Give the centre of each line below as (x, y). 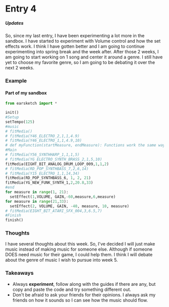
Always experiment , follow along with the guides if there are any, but (84, 284)
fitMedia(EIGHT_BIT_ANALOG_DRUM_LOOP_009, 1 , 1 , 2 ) (57, 164)
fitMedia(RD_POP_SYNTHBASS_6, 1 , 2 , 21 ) (48, 178)
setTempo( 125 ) (20, 122)
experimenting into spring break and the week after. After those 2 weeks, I (82, 52)
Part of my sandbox (26, 93)
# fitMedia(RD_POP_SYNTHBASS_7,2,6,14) (47, 169)
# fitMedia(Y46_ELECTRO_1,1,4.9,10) (44, 141)
